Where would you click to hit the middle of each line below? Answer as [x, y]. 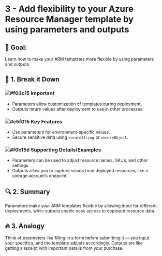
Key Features [47, 121]
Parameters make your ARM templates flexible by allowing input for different [81, 206]
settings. [21, 165]
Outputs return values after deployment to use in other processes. [78, 109]
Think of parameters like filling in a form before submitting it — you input [77, 238]
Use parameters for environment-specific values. [61, 132]
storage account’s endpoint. [40, 176]
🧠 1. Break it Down [32, 79]
